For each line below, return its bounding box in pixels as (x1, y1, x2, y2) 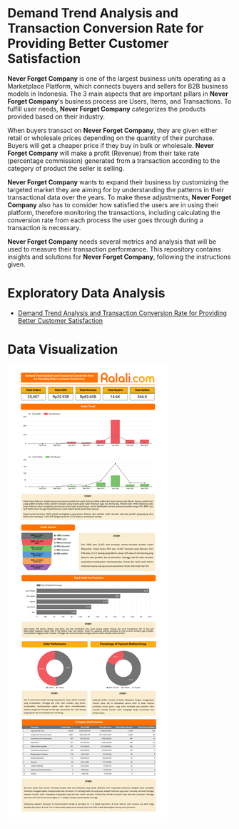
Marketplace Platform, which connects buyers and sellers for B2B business (7, 81, 228, 90)
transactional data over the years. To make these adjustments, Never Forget (7, 193, 232, 202)
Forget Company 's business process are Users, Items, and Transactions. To (7, 96, 232, 105)
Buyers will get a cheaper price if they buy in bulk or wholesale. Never (7, 141, 214, 149)
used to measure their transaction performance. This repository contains (7, 244, 221, 253)
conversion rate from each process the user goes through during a (7, 216, 203, 224)
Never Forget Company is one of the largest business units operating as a (7, 74, 226, 83)
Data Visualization (7, 342, 118, 358)
